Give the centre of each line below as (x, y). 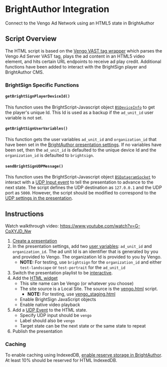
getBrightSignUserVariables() (37, 128)
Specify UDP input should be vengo (56, 315)
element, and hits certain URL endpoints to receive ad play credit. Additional (83, 61)
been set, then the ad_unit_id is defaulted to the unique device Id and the (81, 150)
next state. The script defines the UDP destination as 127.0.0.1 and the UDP (83, 187)
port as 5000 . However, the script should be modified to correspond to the (81, 193)
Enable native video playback (50, 305)
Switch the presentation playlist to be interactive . (63, 273)
